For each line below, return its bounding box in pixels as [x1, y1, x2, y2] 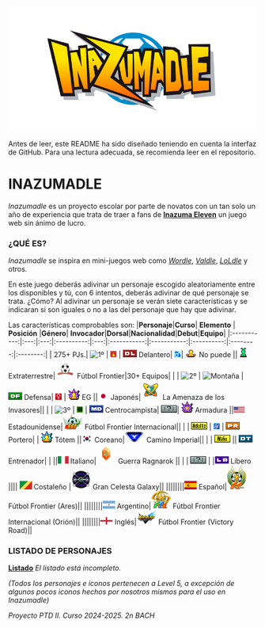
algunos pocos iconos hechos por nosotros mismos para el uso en [8, 587, 226, 596]
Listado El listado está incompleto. [8, 563, 122, 573]
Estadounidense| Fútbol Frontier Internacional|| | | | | [8, 422, 225, 432]
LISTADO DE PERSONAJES [8, 545, 112, 556]
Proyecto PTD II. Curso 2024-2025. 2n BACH [8, 611, 155, 620]
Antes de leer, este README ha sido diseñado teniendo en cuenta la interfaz [8, 139, 257, 148]
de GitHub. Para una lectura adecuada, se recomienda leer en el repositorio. [8, 147, 256, 157]
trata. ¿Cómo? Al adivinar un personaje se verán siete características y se [8, 296, 248, 306]
